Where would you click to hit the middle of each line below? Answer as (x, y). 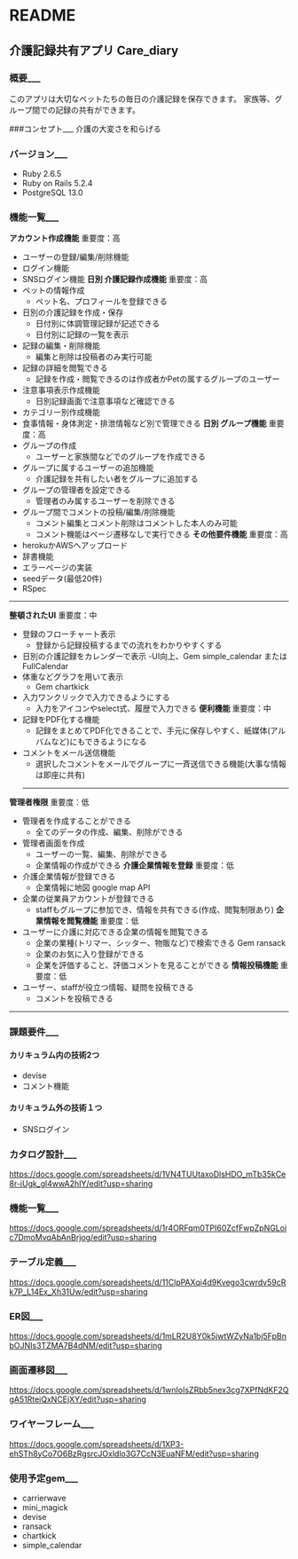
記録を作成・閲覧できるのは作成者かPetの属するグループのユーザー (157, 379)
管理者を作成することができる (76, 821)
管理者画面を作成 (53, 843)
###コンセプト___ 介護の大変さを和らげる (85, 129)
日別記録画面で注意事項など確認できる (105, 401)
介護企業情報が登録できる (69, 877)
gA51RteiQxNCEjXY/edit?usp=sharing (78, 1399)
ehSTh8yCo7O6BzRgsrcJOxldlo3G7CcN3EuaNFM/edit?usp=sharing (134, 1453)
